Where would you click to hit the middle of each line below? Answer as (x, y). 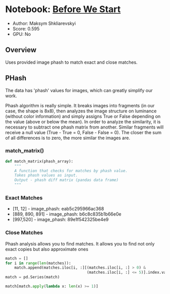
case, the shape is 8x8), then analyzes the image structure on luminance (81, 111)
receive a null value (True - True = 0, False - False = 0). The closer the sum (83, 132)
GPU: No (22, 34)
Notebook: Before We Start (63, 9)
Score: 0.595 (26, 28)
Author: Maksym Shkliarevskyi (44, 23)
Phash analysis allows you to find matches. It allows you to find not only (80, 243)
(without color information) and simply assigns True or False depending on (83, 116)
